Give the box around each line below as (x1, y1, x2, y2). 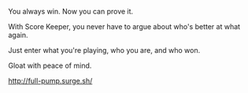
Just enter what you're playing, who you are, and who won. (8, 46, 201, 54)
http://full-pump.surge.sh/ (8, 76, 93, 85)
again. (8, 31, 29, 39)
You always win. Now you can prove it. (8, 7, 134, 16)
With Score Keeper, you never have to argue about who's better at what (8, 22, 241, 31)
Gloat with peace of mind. (8, 61, 92, 70)
